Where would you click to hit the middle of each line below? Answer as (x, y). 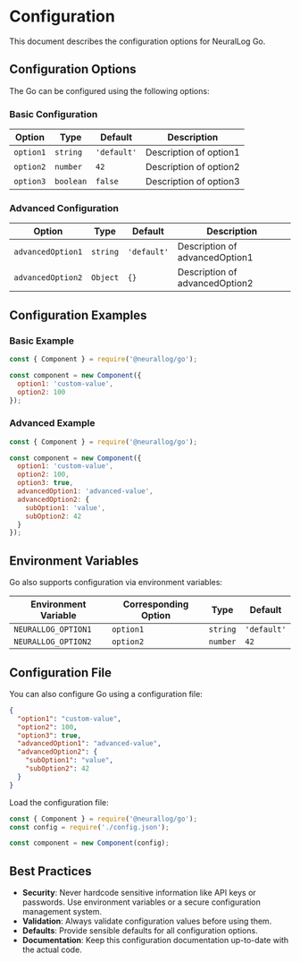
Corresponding (156, 604)
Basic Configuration (54, 114)
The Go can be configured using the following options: (109, 90)
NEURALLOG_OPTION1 (53, 630)
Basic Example (42, 340)
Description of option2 (193, 167)
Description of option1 (193, 152)
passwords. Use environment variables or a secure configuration (142, 902)
